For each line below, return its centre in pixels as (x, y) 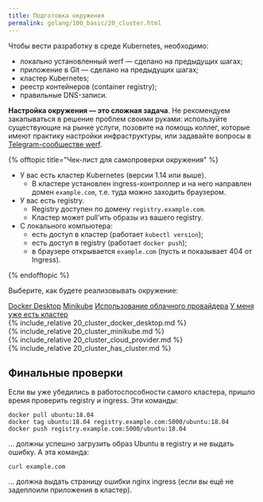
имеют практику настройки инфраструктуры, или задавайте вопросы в (130, 135)
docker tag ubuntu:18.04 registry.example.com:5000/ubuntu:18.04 (118, 422)
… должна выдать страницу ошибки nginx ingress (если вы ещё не (121, 481)
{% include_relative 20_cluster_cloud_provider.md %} (96, 340)
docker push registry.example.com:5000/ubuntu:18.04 (97, 429)
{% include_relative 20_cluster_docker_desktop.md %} (98, 322)
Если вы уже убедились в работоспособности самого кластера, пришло (132, 392)
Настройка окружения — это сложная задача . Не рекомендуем (119, 110)
